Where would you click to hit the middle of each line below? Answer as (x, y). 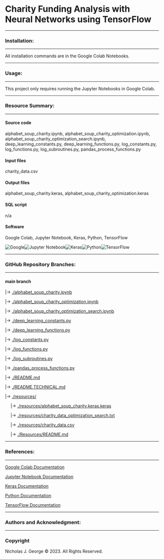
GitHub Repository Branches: (41, 264)
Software (15, 227)
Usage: (14, 73)
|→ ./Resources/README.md (39, 435)
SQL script (16, 205)
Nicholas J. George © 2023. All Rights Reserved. (54, 551)
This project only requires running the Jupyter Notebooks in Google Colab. (80, 89)
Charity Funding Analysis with (68, 9)
